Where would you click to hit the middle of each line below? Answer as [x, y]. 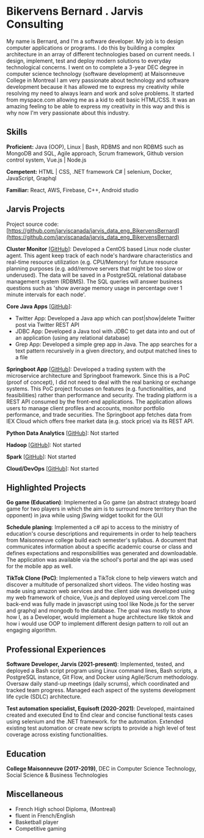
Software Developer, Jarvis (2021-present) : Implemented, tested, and [95, 664]
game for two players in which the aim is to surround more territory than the [102, 509]
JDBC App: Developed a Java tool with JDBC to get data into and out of [105, 331]
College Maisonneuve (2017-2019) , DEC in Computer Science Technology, [101, 769]
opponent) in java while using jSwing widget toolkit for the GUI [85, 515]
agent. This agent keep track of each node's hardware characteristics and [100, 255]
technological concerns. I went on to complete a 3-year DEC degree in [95, 67]
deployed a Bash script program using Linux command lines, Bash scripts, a [102, 671]
